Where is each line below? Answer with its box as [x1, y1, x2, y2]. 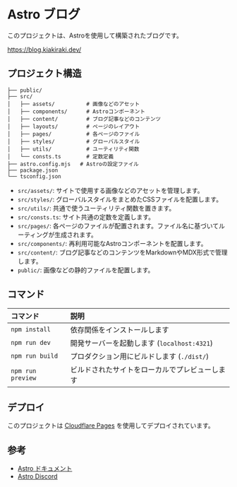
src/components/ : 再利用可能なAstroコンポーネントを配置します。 [17, 239, 207, 247]
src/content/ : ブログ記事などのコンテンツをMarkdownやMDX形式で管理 [17, 248, 228, 257]
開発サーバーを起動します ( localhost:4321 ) [70, 338, 213, 348]
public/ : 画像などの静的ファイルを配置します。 [17, 266, 154, 274]
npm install [11, 325, 51, 333]
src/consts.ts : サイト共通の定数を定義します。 [17, 213, 155, 221]
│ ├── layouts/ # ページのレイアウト [7, 123, 140, 130]
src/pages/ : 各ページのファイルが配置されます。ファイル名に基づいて [17, 221, 219, 230]
